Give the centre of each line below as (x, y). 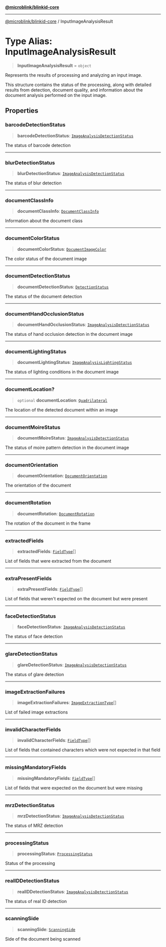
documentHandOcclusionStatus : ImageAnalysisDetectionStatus (83, 325)
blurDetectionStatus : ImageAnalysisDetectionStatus (71, 173)
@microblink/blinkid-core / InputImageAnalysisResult (59, 21)
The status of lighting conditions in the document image (62, 372)
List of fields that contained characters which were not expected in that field (83, 750)
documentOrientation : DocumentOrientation (62, 476)
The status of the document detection (44, 296)
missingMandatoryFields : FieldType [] (56, 778)
